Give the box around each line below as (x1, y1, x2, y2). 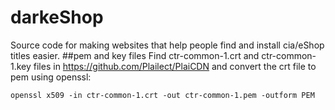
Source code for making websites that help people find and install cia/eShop (10, 39, 325, 51)
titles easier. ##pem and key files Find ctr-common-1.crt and (10, 49, 260, 61)
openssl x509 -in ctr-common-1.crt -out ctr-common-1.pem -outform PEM (10, 90, 315, 100)
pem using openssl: (10, 71, 92, 83)
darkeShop (10, 6, 104, 29)
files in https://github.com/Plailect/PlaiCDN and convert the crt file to (33, 60, 317, 72)
